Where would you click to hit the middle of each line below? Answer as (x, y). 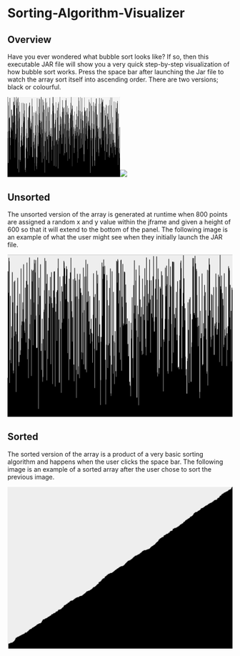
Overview (30, 40)
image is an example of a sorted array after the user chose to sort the (110, 469)
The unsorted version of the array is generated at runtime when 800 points (117, 214)
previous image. (31, 477)
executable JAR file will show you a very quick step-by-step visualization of (119, 64)
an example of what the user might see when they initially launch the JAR (115, 237)
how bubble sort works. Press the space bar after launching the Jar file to (116, 72)
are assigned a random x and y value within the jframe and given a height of (119, 222)
